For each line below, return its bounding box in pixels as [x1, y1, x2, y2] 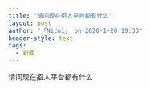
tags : [8, 42, 26, 50]
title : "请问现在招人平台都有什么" [8, 11, 113, 20]
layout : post [8, 19, 52, 27]
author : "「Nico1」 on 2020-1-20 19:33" [8, 26, 143, 34]
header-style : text [8, 34, 74, 42]
